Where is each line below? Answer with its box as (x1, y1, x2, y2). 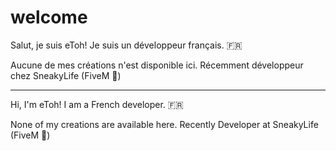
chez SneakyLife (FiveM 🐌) (10, 69, 122, 81)
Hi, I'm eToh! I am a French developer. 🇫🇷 (10, 98, 184, 110)
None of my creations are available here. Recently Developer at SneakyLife (10, 118, 319, 130)
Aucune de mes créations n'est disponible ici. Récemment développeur (10, 59, 304, 71)
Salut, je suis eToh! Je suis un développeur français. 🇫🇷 (10, 39, 243, 51)
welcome (10, 6, 88, 29)
